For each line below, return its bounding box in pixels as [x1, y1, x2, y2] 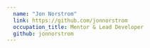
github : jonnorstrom [13, 30, 74, 37]
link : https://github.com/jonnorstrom [13, 17, 129, 24]
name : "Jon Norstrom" [13, 10, 77, 18]
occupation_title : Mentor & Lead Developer [13, 23, 144, 30]
